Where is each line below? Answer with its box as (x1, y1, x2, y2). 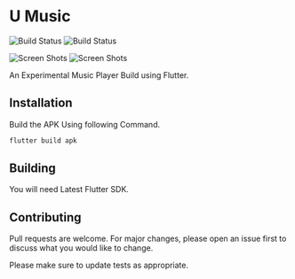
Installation (9, 96, 73, 111)
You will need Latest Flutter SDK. (9, 184, 129, 195)
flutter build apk (9, 136, 77, 145)
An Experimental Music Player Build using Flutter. (9, 69, 189, 81)
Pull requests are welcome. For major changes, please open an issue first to (9, 233, 287, 244)
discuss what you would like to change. (9, 243, 154, 253)
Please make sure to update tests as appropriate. (9, 260, 189, 271)
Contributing (9, 210, 82, 225)
